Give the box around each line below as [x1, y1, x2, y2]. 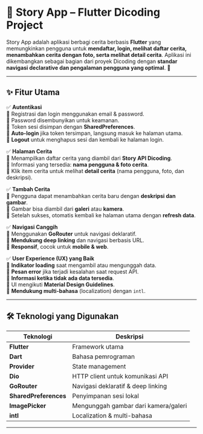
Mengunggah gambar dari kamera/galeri [72, 401, 187, 410]
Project [6, 18, 43, 32]
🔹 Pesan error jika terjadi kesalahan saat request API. [6, 268, 139, 275]
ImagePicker [9, 401, 47, 410]
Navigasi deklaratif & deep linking [72, 381, 167, 390]
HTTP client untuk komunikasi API [72, 372, 169, 380]
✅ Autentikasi [6, 103, 42, 111]
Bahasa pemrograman [72, 352, 135, 361]
